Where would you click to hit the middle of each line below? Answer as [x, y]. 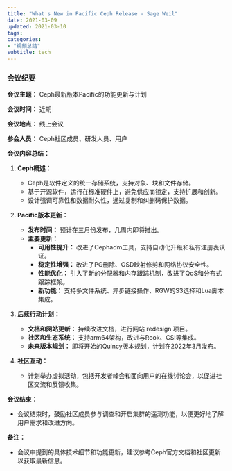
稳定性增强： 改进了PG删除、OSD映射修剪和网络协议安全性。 [125, 265]
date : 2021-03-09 [32, 20]
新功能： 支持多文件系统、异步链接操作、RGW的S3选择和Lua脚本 [131, 291]
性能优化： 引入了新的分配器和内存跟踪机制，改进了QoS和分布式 [130, 273]
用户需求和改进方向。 [47, 423]
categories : [24, 40]
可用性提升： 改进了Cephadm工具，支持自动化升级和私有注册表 [128, 247]
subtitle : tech [29, 53]
